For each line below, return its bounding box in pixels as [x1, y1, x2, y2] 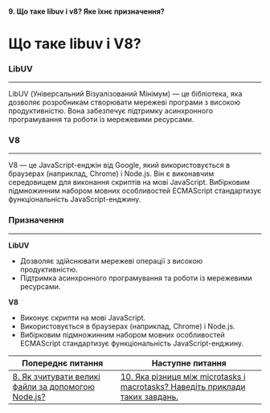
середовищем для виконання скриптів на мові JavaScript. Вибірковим [8, 178, 251, 187]
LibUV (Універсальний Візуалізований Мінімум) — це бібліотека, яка [8, 89, 243, 99]
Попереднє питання [22, 358, 104, 369]
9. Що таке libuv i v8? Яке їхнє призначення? [8, 6, 165, 16]
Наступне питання [151, 358, 227, 369]
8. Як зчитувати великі [12, 370, 100, 382]
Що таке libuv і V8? [8, 35, 142, 52]
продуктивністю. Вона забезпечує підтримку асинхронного [8, 106, 214, 116]
